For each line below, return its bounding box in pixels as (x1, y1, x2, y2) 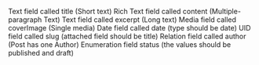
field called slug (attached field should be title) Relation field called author (8, 31, 246, 41)
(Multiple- (209, 7, 242, 16)
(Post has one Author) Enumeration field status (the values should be (8, 40, 232, 49)
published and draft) (8, 49, 75, 57)
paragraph (8, 15, 42, 24)
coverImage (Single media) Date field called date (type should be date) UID (8, 23, 251, 32)
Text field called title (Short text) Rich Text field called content (8, 7, 208, 16)
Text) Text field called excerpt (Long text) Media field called (43, 15, 237, 24)
